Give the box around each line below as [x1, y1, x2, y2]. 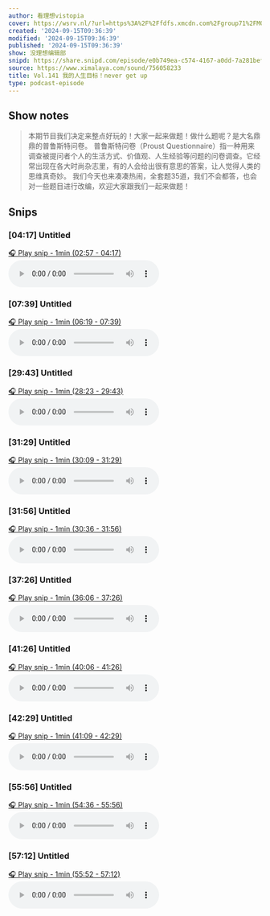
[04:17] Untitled [8, 229, 71, 240]
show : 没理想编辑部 [8, 49, 67, 57]
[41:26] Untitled [8, 643, 71, 655]
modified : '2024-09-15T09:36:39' [8, 34, 121, 43]
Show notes [8, 109, 69, 122]
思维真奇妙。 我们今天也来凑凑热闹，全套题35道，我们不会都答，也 [27, 171, 251, 181]
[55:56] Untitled [8, 782, 72, 792]
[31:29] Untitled [8, 436, 71, 447]
